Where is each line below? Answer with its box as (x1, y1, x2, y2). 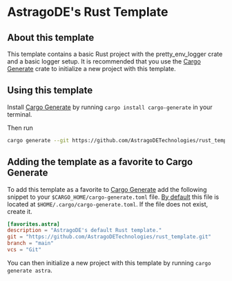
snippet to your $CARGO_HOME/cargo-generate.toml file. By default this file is (7, 193, 220, 201)
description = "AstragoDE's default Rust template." (7, 227, 162, 234)
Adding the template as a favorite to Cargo (7, 156, 193, 168)
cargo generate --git (7, 137, 70, 144)
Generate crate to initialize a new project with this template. (7, 65, 176, 72)
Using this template (7, 84, 93, 97)
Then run (7, 124, 33, 132)
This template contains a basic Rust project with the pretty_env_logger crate (7, 50, 223, 58)
